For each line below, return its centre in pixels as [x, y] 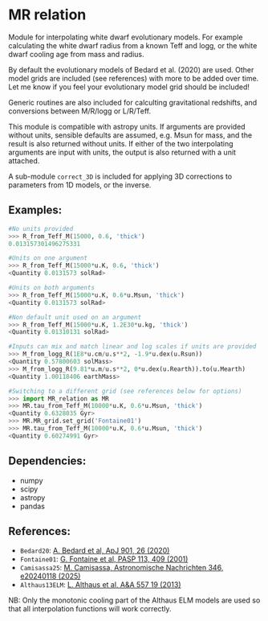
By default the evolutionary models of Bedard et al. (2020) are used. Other [131, 69]
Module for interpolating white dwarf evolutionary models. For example [126, 37]
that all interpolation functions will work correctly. [90, 609]
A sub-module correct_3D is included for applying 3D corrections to [120, 176]
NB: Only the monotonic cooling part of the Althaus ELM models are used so [134, 600]
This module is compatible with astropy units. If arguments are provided [127, 126]
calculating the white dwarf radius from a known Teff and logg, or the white [133, 45]
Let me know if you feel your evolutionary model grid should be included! [129, 87]
